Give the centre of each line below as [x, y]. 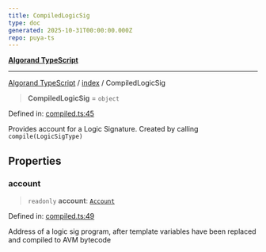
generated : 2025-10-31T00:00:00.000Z [70, 30]
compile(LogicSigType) [46, 137]
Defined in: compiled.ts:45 [51, 114]
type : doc [25, 23]
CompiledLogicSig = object [74, 98]
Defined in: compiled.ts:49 [51, 216]
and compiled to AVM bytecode [60, 239]
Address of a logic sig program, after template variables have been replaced [132, 231]
